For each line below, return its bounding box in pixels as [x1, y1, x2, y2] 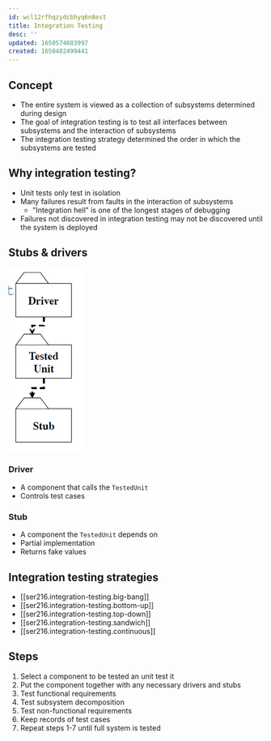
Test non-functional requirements [19, 705, 132, 715]
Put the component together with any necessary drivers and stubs [19, 679, 241, 689]
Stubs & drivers [8, 246, 88, 259]
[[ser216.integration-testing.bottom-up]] [19, 600, 155, 610]
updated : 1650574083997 [8, 39, 89, 47]
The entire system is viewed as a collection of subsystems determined [19, 100, 255, 109]
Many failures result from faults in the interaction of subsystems [19, 196, 234, 206]
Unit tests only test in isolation [19, 187, 121, 198]
